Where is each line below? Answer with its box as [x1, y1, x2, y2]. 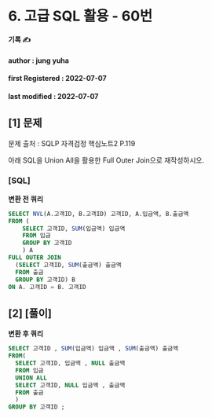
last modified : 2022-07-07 [8, 91, 99, 101]
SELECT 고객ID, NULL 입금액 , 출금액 [15, 381, 126, 389]
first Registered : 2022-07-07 [8, 74, 108, 83]
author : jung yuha [8, 56, 69, 65]
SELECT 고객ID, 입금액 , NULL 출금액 [15, 359, 126, 368]
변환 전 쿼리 [8, 194, 44, 203]
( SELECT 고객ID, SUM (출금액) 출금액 [15, 261, 122, 269]
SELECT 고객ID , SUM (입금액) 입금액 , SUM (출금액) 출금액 [8, 345, 179, 353]
